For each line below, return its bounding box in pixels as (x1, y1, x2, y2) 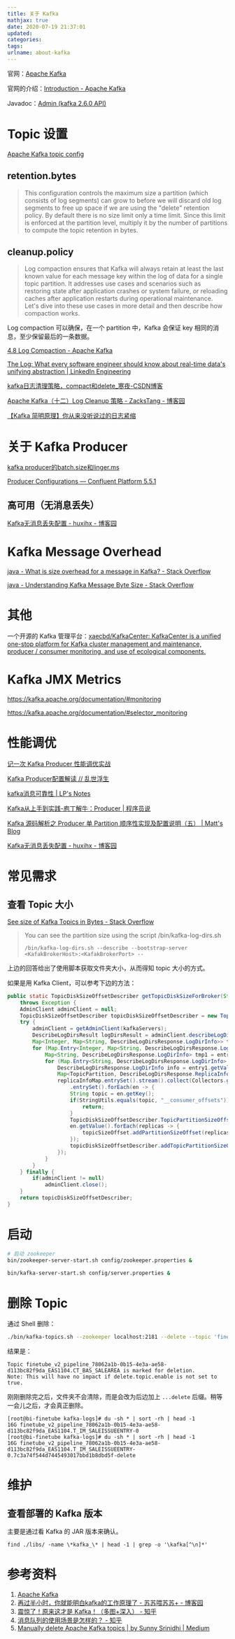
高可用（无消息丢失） (7, 499, 99, 511)
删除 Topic (7, 1295, 69, 1311)
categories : (7, 36, 42, 43)
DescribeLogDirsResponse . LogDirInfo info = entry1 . (57, 1064, 211, 1071)
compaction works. (24, 309, 80, 318)
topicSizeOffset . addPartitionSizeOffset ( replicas (82, 1130, 230, 1137)
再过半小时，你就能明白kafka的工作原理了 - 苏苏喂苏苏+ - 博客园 (17, 1598, 204, 1607)
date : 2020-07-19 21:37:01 (7, 23, 86, 30)
